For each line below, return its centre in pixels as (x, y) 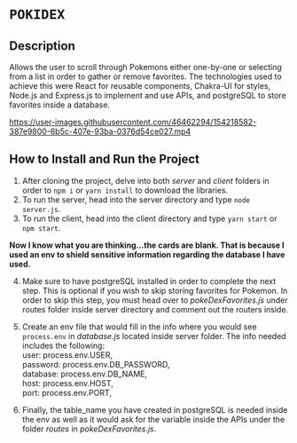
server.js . (41, 209)
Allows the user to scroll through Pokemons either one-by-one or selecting (145, 67)
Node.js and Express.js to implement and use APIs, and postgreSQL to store (148, 95)
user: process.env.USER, (67, 355)
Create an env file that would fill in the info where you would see (139, 327)
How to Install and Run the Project (104, 159)
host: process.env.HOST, (67, 383)
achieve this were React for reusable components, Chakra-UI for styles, (140, 86)
